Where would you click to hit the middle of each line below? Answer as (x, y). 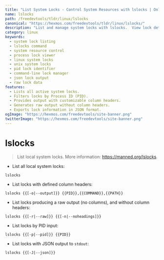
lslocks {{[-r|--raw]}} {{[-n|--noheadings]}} (53, 216)
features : (15, 87)
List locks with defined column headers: (52, 184)
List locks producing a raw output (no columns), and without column (81, 202)
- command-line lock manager (39, 73)
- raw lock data (26, 82)
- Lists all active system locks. (44, 92)
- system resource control (37, 50)
